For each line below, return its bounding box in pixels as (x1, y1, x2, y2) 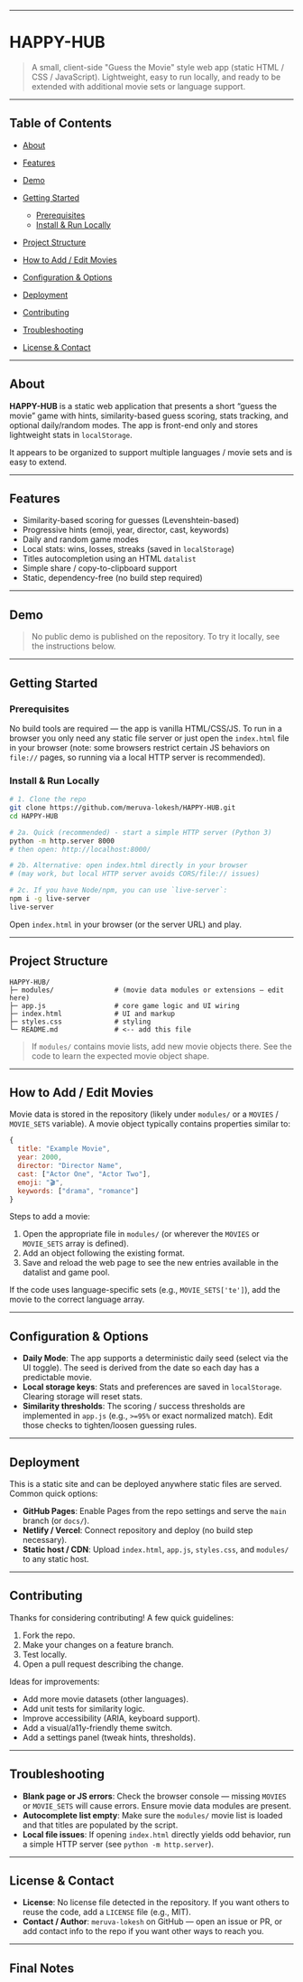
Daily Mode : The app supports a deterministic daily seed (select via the (22, 1352, 289, 1364)
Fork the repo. (22, 1630, 76, 1641)
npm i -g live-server (9, 894, 91, 903)
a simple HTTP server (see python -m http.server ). (22, 1838, 215, 1849)
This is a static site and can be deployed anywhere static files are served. (9, 1479, 282, 1490)
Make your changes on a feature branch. (22, 1639, 174, 1650)
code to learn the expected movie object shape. (31, 1050, 210, 1061)
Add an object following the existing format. (22, 1248, 185, 1258)
